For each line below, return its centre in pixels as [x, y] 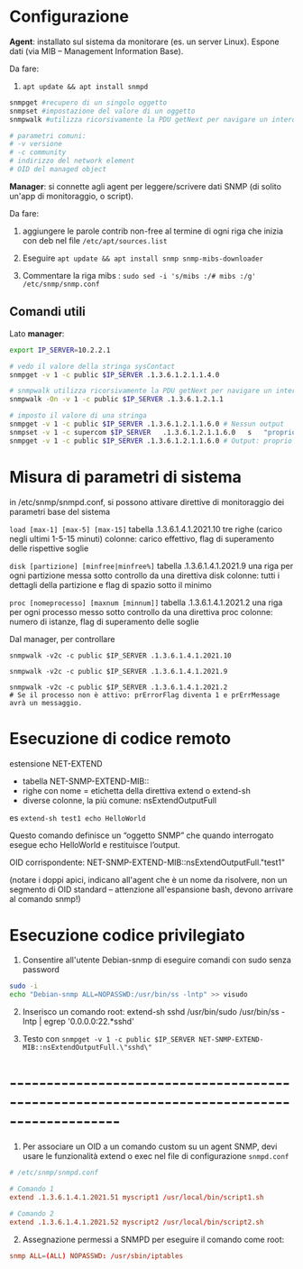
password [41, 970]
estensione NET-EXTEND [56, 763]
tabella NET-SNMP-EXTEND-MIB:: [86, 781]
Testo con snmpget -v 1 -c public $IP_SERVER [109, 1039]
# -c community [38, 152]
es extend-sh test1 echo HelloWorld [78, 817]
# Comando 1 [32, 1189]
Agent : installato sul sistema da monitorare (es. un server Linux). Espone [144, 41]
